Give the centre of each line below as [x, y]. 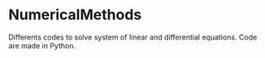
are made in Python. [42, 45]
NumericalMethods [75, 15]
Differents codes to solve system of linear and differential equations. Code [133, 37]
